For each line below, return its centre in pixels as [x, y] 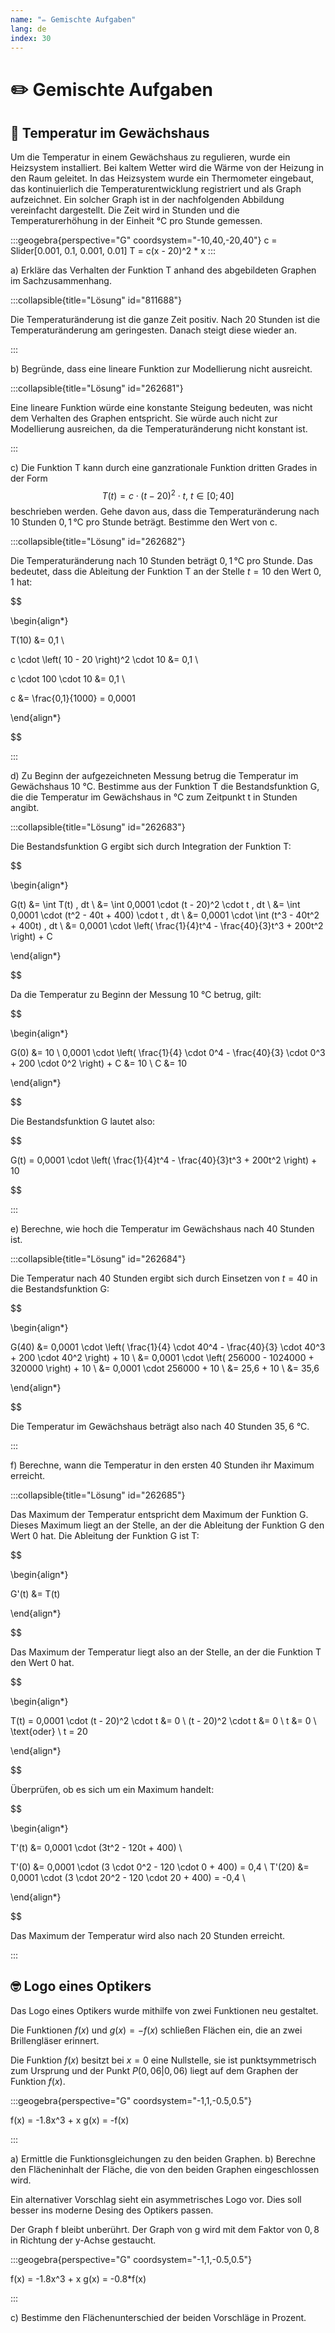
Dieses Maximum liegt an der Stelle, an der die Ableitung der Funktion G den [167, 1525]
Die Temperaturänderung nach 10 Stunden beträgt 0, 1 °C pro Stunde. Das [161, 561]
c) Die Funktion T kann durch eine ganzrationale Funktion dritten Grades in [164, 468]
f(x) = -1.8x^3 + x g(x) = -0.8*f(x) [78, 2278]
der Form [29, 478]
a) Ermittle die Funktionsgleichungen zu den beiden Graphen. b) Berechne [163, 2158]
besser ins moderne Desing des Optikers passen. [112, 2210]
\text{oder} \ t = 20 [49, 1732]
